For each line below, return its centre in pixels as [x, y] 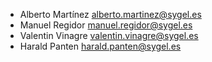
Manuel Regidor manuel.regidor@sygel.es [106, 25]
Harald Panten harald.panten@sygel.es [100, 46]
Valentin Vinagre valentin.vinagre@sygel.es [109, 35]
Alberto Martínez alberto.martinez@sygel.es [110, 14]
